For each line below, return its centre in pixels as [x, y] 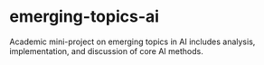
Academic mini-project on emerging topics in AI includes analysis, [132, 42]
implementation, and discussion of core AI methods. [106, 51]
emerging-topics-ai [85, 17]
